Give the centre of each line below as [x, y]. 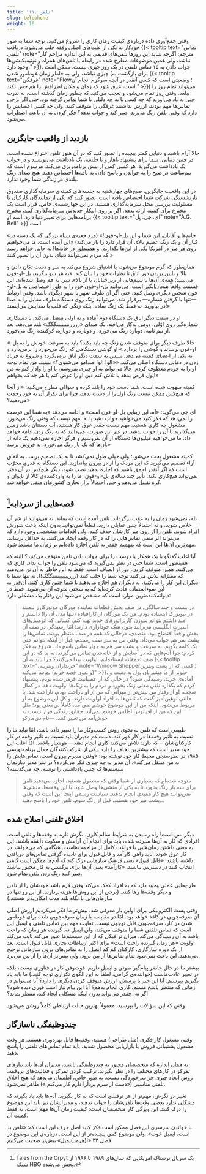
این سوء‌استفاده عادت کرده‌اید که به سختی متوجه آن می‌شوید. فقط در [86, 589]
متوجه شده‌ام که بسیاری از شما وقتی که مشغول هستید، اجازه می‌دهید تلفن [107, 781]
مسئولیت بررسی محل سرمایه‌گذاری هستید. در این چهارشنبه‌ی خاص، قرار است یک [100, 204]
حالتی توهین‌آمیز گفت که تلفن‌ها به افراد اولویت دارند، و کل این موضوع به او [107, 698]
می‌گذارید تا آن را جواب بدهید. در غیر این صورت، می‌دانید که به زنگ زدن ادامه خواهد [101, 431]
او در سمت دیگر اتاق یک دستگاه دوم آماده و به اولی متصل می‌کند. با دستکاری [94, 318]
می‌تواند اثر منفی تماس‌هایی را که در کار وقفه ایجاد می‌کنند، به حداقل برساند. [93, 538]
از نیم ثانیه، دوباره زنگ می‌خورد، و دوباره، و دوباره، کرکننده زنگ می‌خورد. [89, 331]
